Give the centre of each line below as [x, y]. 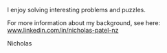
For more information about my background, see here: [83, 23]
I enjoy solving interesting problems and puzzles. [77, 10]
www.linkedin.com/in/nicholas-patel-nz [63, 30]
